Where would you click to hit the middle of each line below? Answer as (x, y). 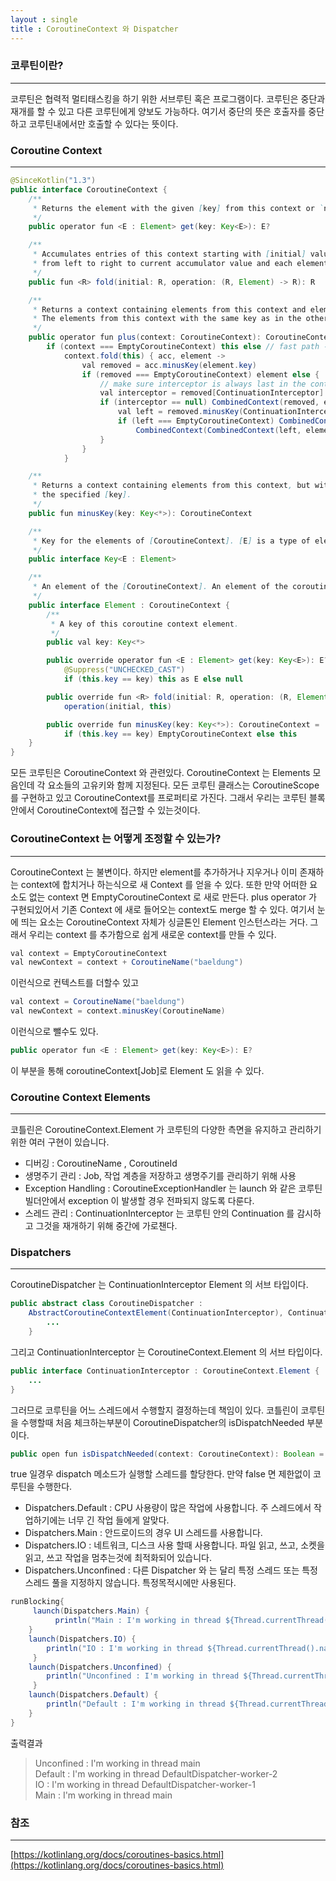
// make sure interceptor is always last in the (203, 384)
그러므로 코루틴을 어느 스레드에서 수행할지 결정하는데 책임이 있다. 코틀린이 (154, 1410)
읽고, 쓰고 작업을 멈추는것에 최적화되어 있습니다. (118, 1558)
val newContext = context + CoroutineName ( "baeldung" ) (127, 962)
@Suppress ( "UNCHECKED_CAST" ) (124, 670)
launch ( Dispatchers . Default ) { (93, 1695)
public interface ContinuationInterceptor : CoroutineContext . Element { (165, 1371)
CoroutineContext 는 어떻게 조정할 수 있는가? (116, 839)
